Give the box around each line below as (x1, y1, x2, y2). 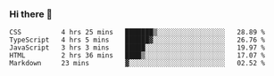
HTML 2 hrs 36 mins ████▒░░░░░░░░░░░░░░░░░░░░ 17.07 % (9, 51, 266, 60)
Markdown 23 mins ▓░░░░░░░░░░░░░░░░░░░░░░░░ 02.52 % (9, 59, 266, 68)
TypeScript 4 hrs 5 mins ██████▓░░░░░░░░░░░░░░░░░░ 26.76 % (9, 35, 266, 45)
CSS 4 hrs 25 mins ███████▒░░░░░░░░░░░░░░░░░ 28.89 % (9, 28, 266, 37)
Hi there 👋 (9, 8, 54, 20)
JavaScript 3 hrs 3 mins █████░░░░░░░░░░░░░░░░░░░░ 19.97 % (9, 43, 266, 52)
